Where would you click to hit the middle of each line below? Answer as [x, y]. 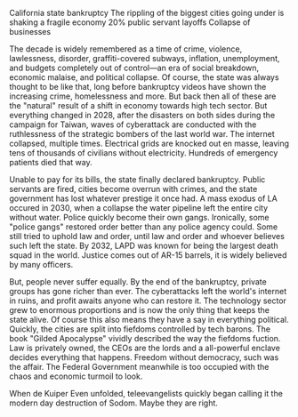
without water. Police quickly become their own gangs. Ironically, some [139, 217]
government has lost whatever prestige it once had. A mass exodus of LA [143, 198]
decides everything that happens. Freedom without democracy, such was [144, 357]
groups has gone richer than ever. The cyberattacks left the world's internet [148, 291]
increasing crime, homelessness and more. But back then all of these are [143, 96]
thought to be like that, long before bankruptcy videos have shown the [138, 87]
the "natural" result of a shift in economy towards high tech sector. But [138, 105]
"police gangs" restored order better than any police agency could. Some [144, 227]
